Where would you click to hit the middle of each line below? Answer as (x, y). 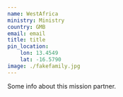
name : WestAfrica (33, 14)
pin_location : (28, 46)
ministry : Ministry (36, 20)
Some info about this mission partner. (62, 86)
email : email (27, 33)
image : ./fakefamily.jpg (44, 66)
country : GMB (27, 27)
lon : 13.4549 (39, 53)
